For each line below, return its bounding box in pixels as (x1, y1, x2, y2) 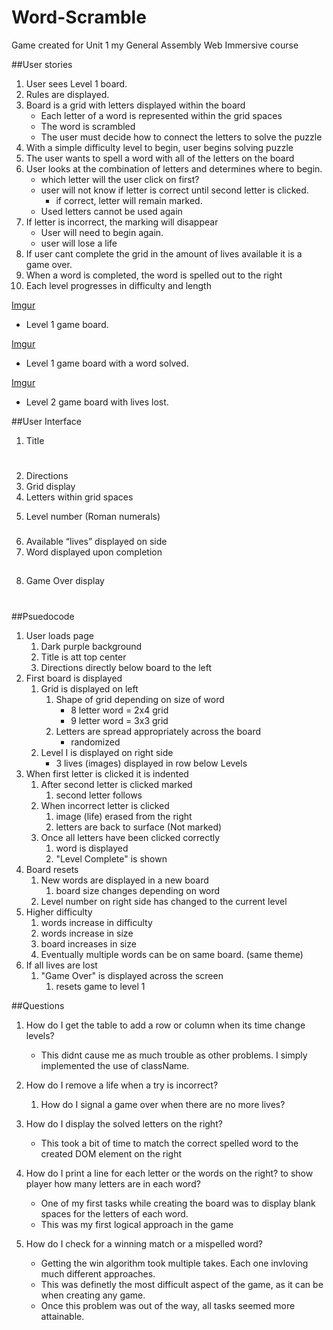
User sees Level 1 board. (25, 77, 128, 90)
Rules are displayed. (25, 88, 110, 100)
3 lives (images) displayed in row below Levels (55, 757, 248, 769)
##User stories (11, 58, 73, 70)
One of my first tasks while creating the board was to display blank (40, 1197, 316, 1209)
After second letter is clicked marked (40, 778, 193, 790)
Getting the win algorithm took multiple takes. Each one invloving (40, 1257, 309, 1269)
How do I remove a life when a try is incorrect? (25, 1079, 219, 1091)
